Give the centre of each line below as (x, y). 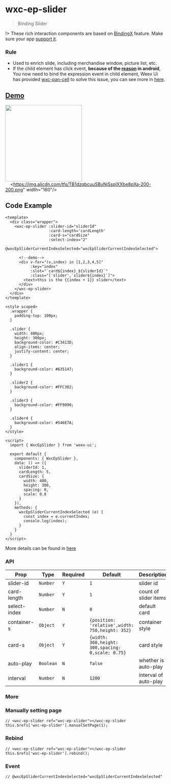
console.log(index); (45, 521)
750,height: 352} (110, 630)
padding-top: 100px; (36, 315)
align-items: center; (37, 347)
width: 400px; (29, 333)
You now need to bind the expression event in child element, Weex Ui (85, 74)
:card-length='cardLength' (77, 231)
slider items (153, 598)
